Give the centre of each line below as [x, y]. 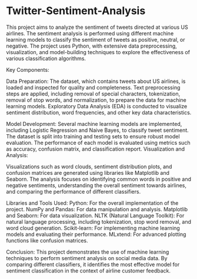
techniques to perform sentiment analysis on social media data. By [87, 258]
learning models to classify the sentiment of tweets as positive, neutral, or [96, 39]
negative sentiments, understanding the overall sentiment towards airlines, [96, 185]
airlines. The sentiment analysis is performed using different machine [90, 33]
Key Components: [28, 69]
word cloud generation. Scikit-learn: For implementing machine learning [93, 228]
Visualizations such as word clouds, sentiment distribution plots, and [89, 167]
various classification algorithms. [46, 58]
